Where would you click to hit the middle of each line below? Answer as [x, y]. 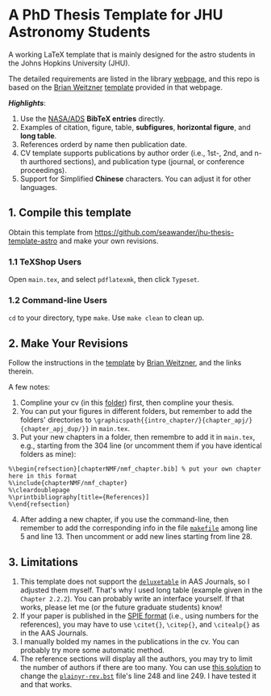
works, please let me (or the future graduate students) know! [121, 607]
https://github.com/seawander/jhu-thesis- [165, 232]
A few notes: [29, 387]
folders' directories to [56, 420]
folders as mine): [48, 454]
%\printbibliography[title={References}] [79, 498]
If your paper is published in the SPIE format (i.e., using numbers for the [139, 615]
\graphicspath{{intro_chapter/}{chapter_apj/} [173, 421]
